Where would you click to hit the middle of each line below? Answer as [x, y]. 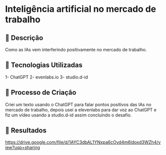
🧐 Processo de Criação [41, 93]
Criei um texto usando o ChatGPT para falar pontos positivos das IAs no [78, 104]
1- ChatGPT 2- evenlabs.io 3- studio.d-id [46, 77]
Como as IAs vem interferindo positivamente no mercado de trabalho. [76, 50]
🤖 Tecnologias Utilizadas [44, 65]
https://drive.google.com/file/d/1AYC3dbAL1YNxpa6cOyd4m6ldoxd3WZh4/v [83, 142]
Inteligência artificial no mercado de [81, 9]
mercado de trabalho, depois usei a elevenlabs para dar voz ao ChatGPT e [81, 110]
